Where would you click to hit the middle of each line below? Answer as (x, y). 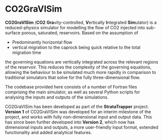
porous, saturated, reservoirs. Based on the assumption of (80, 33)
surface (13, 33)
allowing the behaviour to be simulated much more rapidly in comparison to (81, 72)
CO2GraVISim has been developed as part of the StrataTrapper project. (77, 106)
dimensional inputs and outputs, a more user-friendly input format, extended (82, 127)
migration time (27, 52)
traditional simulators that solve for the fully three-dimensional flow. (73, 77)
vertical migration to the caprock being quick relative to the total (76, 47)
